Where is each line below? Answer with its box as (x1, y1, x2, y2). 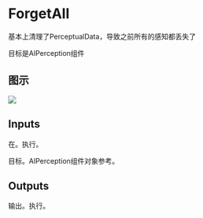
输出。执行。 (8, 201, 50, 211)
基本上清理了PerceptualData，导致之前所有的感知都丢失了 (8, 31, 197, 41)
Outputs (8, 179, 50, 193)
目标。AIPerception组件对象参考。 (8, 156, 120, 165)
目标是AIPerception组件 (8, 48, 85, 57)
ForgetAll (8, 5, 70, 23)
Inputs (8, 117, 41, 131)
